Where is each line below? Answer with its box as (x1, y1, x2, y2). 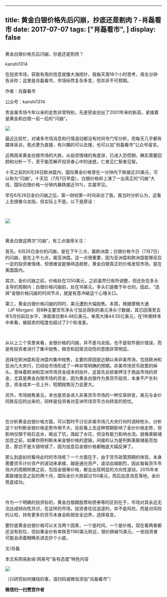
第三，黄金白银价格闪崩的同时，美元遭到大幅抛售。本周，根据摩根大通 (5, 300, 149, 307)
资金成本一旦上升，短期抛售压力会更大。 (13, 381, 97, 387)
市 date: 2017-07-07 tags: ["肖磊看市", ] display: (5, 25, 156, 34)
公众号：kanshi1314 (5, 98, 45, 105)
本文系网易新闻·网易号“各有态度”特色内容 (5, 556, 89, 562)
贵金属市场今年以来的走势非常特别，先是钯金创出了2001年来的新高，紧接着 (5, 109, 159, 115)
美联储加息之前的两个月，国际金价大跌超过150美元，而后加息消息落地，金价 (5, 472, 161, 479)
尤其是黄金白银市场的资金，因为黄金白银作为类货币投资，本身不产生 (13, 375, 153, 381)
